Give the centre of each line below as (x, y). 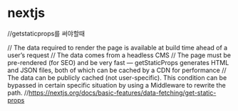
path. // (18, 93)
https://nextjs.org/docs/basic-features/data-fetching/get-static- (122, 93)
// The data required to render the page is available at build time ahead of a (118, 47)
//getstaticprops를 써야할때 (46, 33)
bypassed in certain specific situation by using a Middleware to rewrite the (117, 85)
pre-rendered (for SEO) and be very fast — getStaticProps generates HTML (118, 62)
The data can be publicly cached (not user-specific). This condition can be (117, 77)
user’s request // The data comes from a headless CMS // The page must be (119, 55)
